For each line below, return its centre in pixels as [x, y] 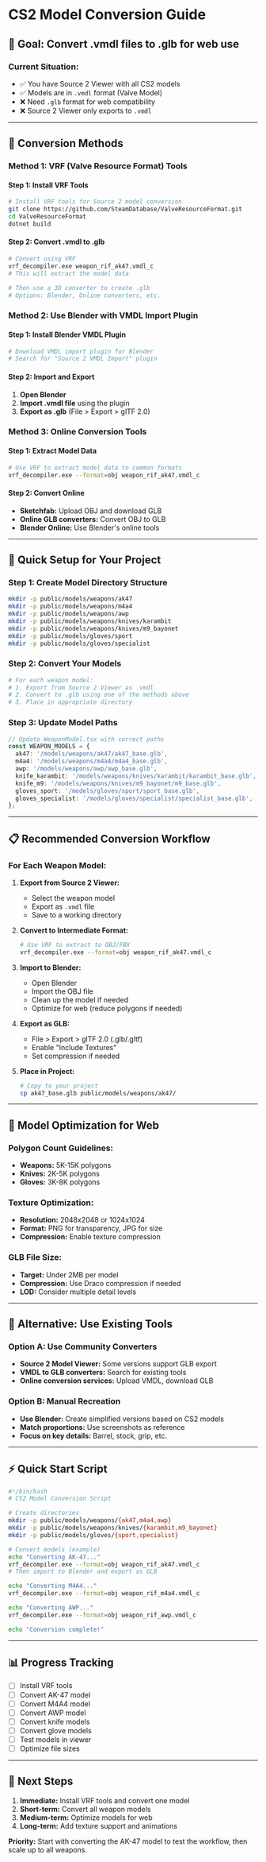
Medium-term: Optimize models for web [86, 1818]
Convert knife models [55, 1721]
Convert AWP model [53, 1713]
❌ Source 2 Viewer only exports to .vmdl [85, 110]
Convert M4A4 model [55, 1704]
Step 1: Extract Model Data [53, 451]
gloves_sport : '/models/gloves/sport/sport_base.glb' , [108, 791]
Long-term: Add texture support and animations [99, 1825]
